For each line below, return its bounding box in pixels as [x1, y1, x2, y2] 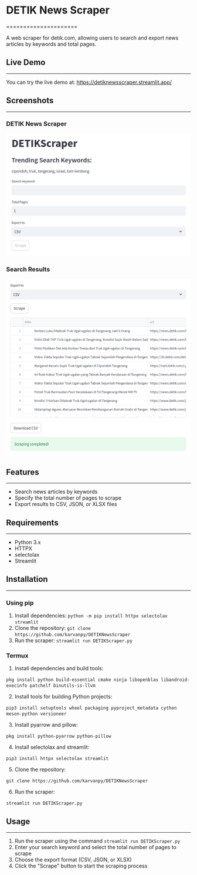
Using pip [6, 599, 34, 607]
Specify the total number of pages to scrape [14, 494, 122, 501]
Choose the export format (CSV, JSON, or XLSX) [14, 856, 132, 863]
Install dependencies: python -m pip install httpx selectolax [14, 612, 168, 619]
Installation [6, 574, 48, 584]
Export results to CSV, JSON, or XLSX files [14, 501, 117, 508]
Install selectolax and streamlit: [14, 744, 90, 751]
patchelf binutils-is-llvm [29, 683, 96, 689]
